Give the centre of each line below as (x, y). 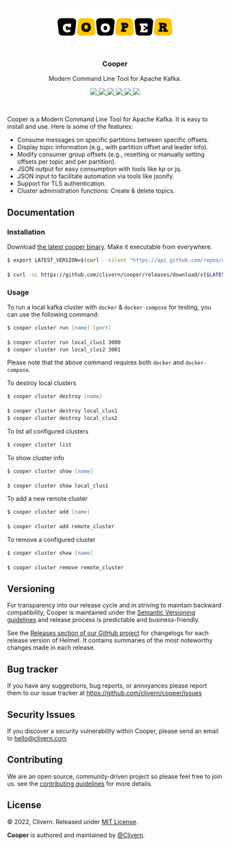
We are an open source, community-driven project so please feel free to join (115, 776)
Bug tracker (33, 669)
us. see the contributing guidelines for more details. (80, 784)
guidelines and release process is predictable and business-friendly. (103, 620)
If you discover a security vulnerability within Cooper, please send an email (113, 731)
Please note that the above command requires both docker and (95, 362)
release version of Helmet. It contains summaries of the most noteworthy (110, 640)
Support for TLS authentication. (61, 184)
